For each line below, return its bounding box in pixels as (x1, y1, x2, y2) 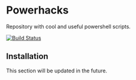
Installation (6, 51, 48, 62)
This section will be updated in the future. (6, 67, 108, 74)
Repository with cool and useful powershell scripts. (6, 23, 131, 30)
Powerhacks (6, 4, 69, 17)
